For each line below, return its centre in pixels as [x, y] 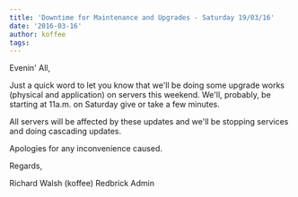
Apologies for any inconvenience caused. [86, 149]
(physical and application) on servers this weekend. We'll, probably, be [140, 95]
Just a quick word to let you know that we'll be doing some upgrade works [147, 85]
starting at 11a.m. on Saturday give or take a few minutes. [114, 105]
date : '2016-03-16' [46, 26]
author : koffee [38, 34]
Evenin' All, [30, 68]
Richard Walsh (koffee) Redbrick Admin [82, 184]
